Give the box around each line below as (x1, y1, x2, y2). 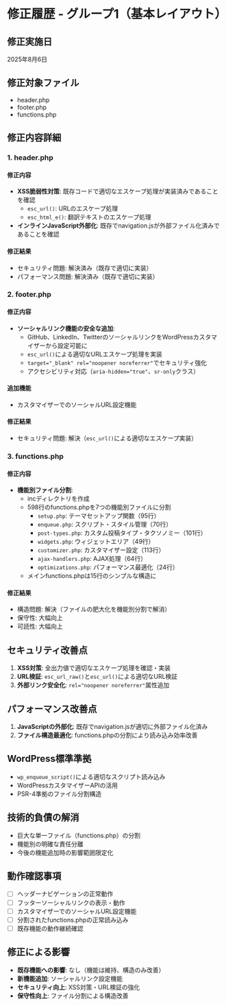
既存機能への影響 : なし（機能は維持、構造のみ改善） (16, 966, 165, 974)
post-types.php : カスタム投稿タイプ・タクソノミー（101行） (37, 529, 207, 537)
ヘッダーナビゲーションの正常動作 (16, 889, 114, 898)
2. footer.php (7, 289, 51, 299)
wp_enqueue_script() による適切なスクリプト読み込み (16, 772, 166, 780)
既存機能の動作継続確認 (16, 924, 84, 933)
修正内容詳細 (7, 132, 62, 144)
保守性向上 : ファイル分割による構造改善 (16, 992, 129, 1000)
